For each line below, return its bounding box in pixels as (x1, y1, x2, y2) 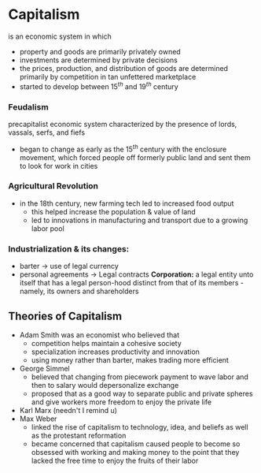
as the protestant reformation (31, 430, 127, 440)
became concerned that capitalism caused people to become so (31, 439, 241, 449)
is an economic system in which (8, 32, 112, 41)
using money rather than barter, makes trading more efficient (31, 355, 230, 364)
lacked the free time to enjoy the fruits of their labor (31, 456, 199, 465)
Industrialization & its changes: (8, 243, 130, 254)
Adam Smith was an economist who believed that (19, 330, 180, 340)
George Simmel (19, 363, 70, 373)
